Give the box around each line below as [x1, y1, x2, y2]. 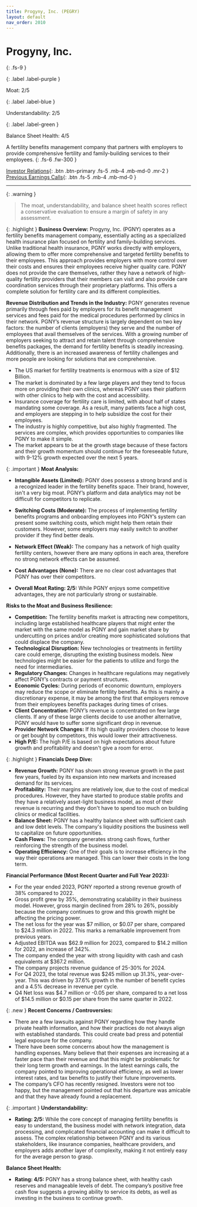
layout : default [6, 14, 46, 20]
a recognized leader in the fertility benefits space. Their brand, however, [14, 483, 189, 490]
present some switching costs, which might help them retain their [14, 520, 173, 527]
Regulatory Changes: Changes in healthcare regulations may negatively [14, 670, 190, 677]
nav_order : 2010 [6, 19, 46, 25]
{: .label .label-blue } [6, 98, 56, 106]
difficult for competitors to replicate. [14, 496, 102, 503]
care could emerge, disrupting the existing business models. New [14, 651, 173, 658]
